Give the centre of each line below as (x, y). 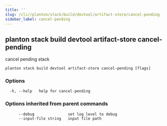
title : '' (15, 10)
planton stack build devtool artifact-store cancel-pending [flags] (78, 68)
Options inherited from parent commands (57, 104)
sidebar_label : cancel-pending (38, 19)
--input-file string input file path (60, 118)
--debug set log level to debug (68, 114)
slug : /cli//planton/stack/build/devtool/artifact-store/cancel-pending (82, 14)
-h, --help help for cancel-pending (50, 91)
